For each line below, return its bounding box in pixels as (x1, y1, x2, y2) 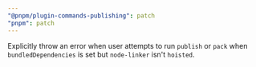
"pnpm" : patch (7, 19, 55, 27)
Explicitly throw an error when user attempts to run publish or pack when (7, 41, 248, 50)
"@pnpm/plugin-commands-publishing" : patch (7, 11, 156, 20)
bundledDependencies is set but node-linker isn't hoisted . (7, 49, 195, 59)
